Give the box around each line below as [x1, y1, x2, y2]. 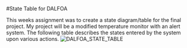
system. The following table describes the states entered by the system [6, 29, 181, 36]
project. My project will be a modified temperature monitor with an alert [6, 23, 180, 30]
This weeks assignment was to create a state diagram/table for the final [6, 17, 181, 23]
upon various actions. [6, 36, 59, 42]
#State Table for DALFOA [6, 5, 68, 12]
